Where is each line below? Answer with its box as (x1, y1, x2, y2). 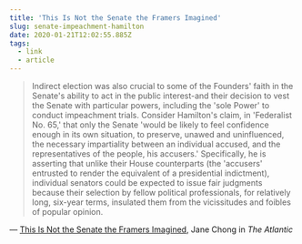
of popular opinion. (31, 207, 104, 217)
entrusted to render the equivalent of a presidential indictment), (31, 168, 270, 178)
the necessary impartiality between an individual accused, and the (31, 138, 281, 149)
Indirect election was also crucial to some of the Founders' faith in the (31, 81, 294, 91)
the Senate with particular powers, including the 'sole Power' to (31, 100, 270, 110)
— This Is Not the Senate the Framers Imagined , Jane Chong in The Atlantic (9, 224, 294, 235)
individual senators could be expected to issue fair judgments (31, 178, 263, 188)
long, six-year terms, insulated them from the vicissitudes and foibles (31, 197, 291, 208)
